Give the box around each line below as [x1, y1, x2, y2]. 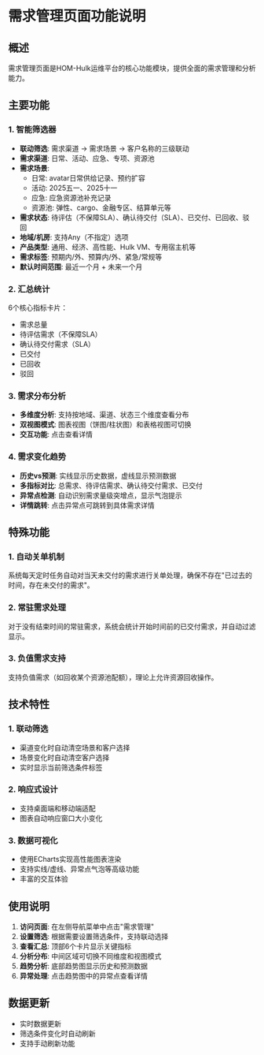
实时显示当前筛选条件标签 [19, 762, 103, 772]
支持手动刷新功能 [19, 1038, 75, 1048]
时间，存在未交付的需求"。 [8, 580, 94, 590]
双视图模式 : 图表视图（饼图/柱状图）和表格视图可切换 [19, 419, 192, 430]
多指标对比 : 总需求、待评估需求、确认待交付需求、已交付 [19, 480, 203, 490]
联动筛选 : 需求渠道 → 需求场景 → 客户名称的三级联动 [19, 144, 190, 153]
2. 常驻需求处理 [8, 602, 67, 613]
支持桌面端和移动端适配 [19, 803, 96, 813]
